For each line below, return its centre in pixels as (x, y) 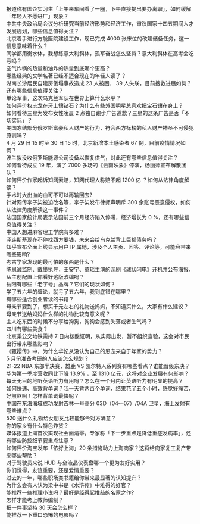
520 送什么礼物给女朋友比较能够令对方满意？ (61, 418)
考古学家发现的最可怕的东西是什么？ (51, 262)
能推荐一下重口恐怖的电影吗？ (43, 515)
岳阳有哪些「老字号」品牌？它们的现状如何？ (61, 284)
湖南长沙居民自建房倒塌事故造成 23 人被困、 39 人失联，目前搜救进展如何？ (99, 83)
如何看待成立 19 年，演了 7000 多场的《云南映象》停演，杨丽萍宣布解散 (94, 165)
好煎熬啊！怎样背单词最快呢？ (43, 396)
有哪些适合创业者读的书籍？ (40, 299)
